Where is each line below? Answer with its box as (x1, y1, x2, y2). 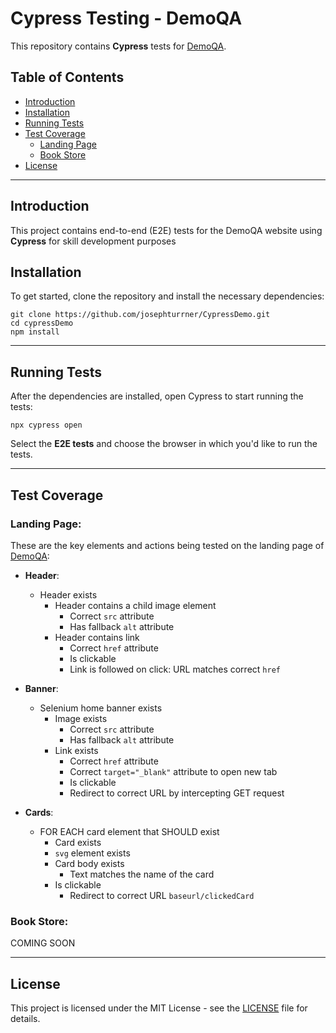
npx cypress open (10, 420, 83, 431)
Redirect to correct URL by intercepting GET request (69, 787, 285, 799)
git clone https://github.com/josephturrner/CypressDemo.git (10, 310, 271, 320)
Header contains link (54, 631, 140, 643)
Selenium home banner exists (39, 702, 163, 714)
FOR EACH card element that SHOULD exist (39, 825, 220, 837)
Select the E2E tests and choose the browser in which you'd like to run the (10, 438, 318, 450)
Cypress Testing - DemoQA (10, 7, 243, 30)
